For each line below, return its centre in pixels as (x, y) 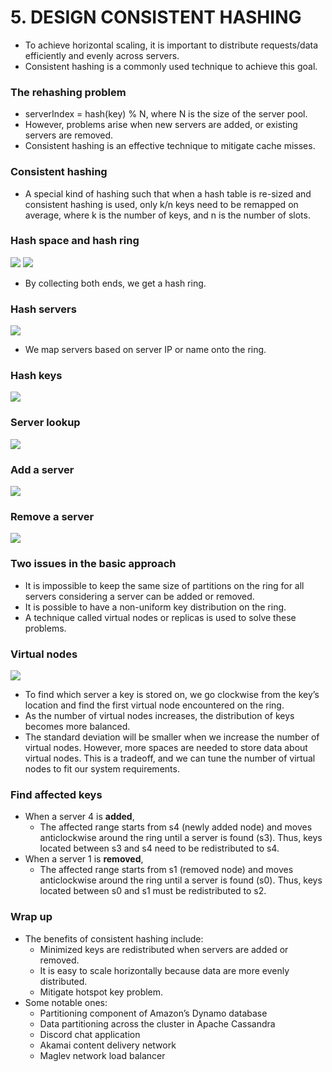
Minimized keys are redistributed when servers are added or (164, 949)
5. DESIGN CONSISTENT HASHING (156, 17)
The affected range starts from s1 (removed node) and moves (166, 870)
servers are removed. (69, 135)
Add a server (42, 469)
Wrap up (31, 917)
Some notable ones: (66, 1002)
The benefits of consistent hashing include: (114, 938)
